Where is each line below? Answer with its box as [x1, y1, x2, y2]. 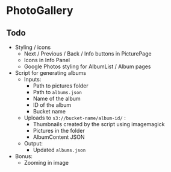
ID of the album [33, 101, 72, 109]
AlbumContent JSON [33, 133, 85, 141]
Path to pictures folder [33, 82, 89, 89]
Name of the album [33, 95, 81, 102]
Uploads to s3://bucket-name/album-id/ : [23, 114, 126, 121]
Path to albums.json [33, 89, 82, 95]
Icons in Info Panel [23, 57, 70, 63]
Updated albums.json [33, 146, 86, 153]
